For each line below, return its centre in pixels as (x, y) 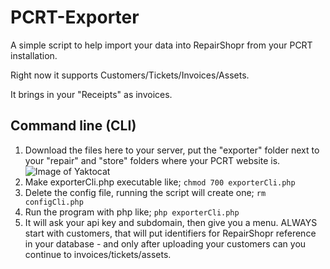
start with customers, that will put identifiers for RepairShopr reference (170, 233)
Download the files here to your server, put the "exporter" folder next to (172, 150)
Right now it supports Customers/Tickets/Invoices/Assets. (130, 75)
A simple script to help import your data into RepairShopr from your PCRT (161, 45)
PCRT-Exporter (75, 17)
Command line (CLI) (73, 126)
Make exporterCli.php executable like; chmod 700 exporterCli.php (160, 182)
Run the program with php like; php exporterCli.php (132, 212)
